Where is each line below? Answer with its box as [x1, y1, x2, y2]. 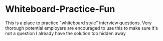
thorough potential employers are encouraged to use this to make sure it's [5, 25, 158, 31]
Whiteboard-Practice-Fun [5, 3, 115, 15]
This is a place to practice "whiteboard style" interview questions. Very [5, 20, 152, 26]
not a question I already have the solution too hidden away [5, 30, 126, 36]
